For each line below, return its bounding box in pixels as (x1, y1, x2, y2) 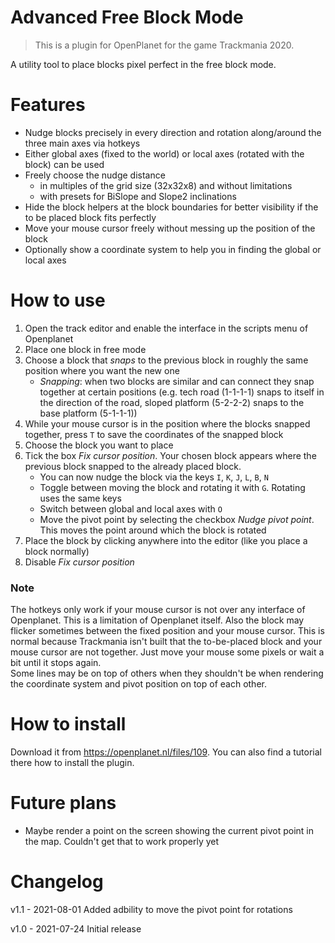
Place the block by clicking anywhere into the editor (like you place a (24, 534, 308, 546)
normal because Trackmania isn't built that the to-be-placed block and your (10, 636, 323, 648)
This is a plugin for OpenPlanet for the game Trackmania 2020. (34, 39, 295, 51)
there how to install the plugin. (10, 757, 135, 769)
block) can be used (24, 158, 105, 170)
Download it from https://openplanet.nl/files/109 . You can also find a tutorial (10, 746, 323, 758)
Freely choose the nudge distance (24, 169, 166, 181)
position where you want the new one (24, 364, 180, 376)
